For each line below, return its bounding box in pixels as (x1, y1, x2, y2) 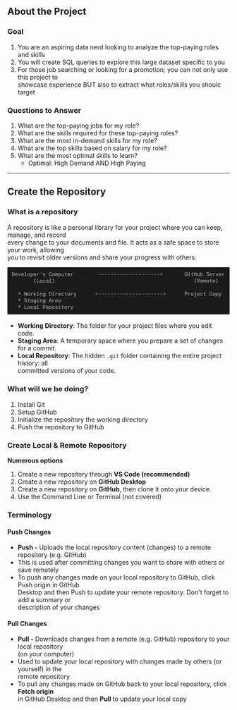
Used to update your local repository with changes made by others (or (17, 657, 222, 666)
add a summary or (17, 596, 71, 604)
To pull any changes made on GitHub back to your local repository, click (17, 680, 227, 688)
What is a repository (7, 207, 78, 217)
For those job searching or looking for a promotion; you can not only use (17, 65, 228, 73)
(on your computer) (17, 650, 75, 659)
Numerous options (7, 456, 63, 465)
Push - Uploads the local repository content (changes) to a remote (17, 543, 212, 552)
